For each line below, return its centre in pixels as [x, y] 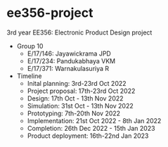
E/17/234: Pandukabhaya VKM [71, 60]
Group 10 [30, 46]
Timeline [29, 76]
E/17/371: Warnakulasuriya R [68, 68]
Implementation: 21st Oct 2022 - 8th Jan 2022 [94, 120]
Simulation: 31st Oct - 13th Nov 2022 [80, 106]
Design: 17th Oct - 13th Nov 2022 [75, 98]
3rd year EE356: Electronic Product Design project [79, 32]
